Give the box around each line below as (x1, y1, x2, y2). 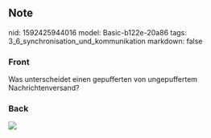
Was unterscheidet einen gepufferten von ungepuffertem (8, 75, 198, 84)
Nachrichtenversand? (8, 83, 80, 93)
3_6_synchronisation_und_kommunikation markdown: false (8, 36, 203, 46)
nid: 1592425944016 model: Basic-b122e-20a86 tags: (8, 27, 188, 37)
